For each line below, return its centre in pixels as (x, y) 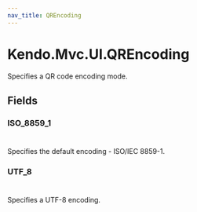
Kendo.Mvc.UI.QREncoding (98, 54)
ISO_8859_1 (29, 122)
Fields (23, 100)
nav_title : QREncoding (44, 15)
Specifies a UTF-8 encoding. (54, 200)
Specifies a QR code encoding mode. (67, 76)
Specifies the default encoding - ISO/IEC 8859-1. (86, 152)
